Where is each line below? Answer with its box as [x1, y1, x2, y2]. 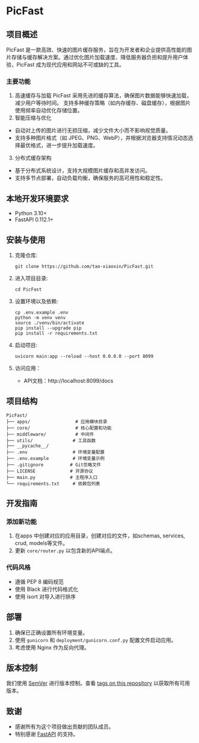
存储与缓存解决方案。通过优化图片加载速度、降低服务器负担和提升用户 [11, 53, 183, 61]
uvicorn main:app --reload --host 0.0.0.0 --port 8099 [14, 353, 154, 359]
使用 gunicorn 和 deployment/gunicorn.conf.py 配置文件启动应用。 [14, 636, 177, 643]
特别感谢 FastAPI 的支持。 [14, 731, 78, 738]
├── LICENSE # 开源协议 [6, 468, 93, 474]
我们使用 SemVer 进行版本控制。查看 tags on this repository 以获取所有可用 [6, 679, 190, 687]
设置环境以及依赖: [14, 297, 58, 304]
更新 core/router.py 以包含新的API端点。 [14, 547, 116, 554]
